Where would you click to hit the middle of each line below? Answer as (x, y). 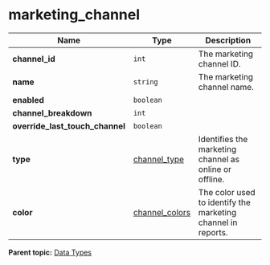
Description (228, 40)
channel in (218, 222)
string (145, 82)
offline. (211, 179)
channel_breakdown (52, 112)
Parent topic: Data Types (50, 252)
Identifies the (223, 139)
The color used (227, 192)
